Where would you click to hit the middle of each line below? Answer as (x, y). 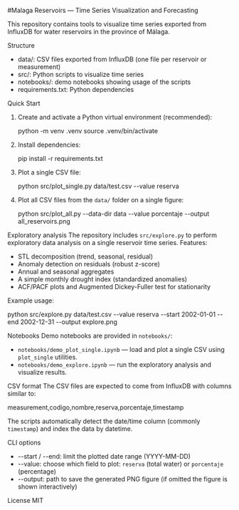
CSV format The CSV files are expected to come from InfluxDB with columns (119, 386)
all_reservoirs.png (44, 221)
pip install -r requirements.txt (60, 158)
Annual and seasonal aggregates (66, 271)
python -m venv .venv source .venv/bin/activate (88, 131)
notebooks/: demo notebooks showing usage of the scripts (104, 82)
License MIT (26, 500)
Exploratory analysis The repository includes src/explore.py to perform (112, 235)
